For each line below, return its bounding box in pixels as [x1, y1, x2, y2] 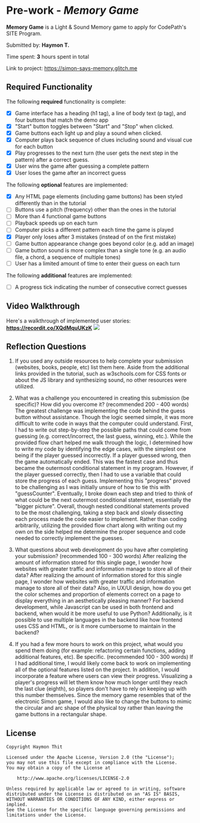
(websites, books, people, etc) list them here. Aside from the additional [14, 364, 189, 371]
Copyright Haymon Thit [6, 744, 63, 750]
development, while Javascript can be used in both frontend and [14, 604, 174, 611]
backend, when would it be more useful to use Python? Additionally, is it [14, 610, 192, 617]
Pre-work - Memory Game [6, 4, 139, 17]
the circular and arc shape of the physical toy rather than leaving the [14, 704, 183, 712]
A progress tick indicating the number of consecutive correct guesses [14, 283, 187, 291]
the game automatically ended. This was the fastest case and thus [14, 458, 179, 465]
